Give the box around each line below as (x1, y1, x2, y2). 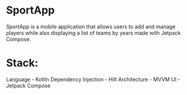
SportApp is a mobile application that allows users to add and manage (6, 23, 176, 30)
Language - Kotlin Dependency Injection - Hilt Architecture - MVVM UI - (6, 76, 181, 83)
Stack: (6, 57, 39, 70)
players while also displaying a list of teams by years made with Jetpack (6, 29, 181, 36)
